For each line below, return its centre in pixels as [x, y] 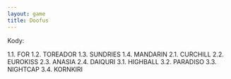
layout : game [26, 14]
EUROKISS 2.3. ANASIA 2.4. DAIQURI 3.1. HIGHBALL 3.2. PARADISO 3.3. [112, 61]
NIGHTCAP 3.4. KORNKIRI [45, 69]
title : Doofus [28, 20]
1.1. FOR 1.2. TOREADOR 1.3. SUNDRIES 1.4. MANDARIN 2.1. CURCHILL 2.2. [115, 54]
